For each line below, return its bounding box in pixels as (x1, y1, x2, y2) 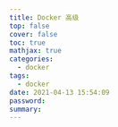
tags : (9, 72, 29, 80)
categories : (9, 55, 54, 63)
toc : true (9, 38, 46, 47)
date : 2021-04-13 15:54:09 (9, 88, 110, 97)
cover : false (9, 30, 58, 38)
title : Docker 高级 (9, 13, 80, 22)
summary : (9, 105, 42, 114)
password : (9, 96, 46, 106)
